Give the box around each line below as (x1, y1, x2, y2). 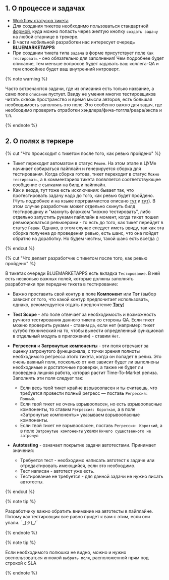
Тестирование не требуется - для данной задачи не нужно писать (20, 473, 163, 479)
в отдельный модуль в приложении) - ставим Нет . (12, 333, 120, 339)
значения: (12, 447, 34, 453)
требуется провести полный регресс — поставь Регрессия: (20, 390, 148, 396)
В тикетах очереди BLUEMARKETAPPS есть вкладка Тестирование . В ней (5, 270, 160, 276)
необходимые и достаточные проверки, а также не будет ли (12, 364, 144, 370)
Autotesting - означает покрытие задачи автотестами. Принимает (12, 442, 156, 448)
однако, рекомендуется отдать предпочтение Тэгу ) (12, 301, 125, 308)
